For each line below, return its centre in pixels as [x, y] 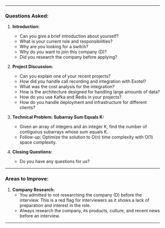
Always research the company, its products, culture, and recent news [90, 210]
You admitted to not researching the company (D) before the [81, 195]
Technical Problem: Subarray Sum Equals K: [58, 117]
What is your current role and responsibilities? [66, 41]
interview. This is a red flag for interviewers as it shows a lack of [84, 200]
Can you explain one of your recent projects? [65, 76]
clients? [27, 108]
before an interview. [40, 216]
